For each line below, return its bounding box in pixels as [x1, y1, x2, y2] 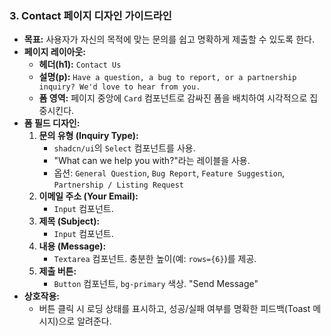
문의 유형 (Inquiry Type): [38, 130, 139, 142]
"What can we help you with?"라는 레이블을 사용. [53, 155, 251, 167]
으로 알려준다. [58, 315, 112, 327]
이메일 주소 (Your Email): [38, 190, 139, 202]
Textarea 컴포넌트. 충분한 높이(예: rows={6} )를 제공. [53, 253, 257, 265]
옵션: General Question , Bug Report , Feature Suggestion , [53, 167, 286, 179]
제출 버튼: [38, 265, 77, 277]
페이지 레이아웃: [23, 46, 86, 58]
